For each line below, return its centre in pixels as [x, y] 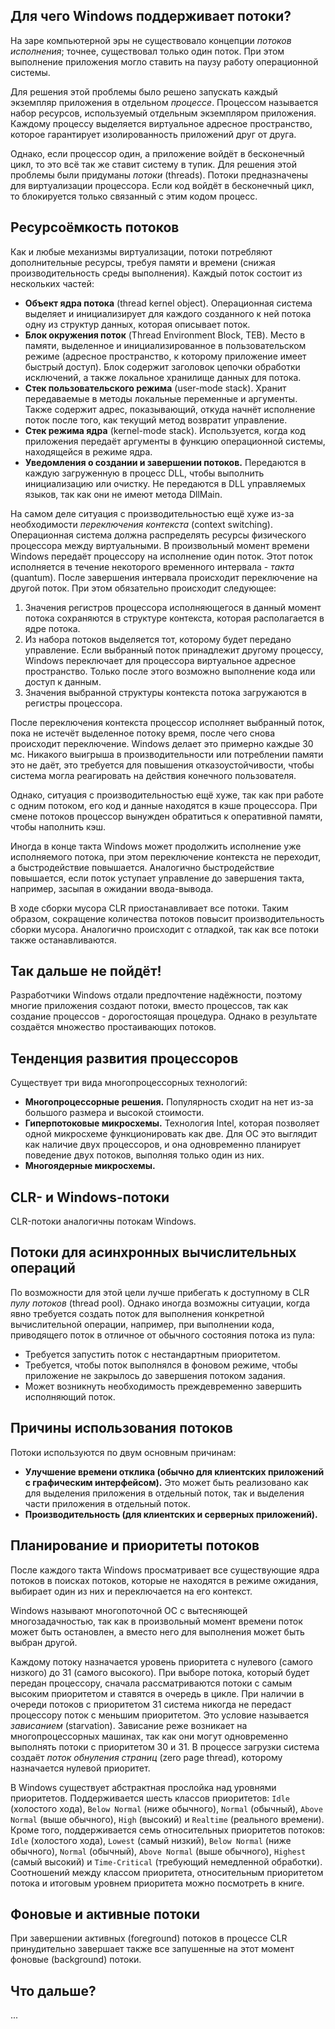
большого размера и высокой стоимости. [114, 1113]
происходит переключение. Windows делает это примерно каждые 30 [162, 743]
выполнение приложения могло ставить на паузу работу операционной [164, 61]
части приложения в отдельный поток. [107, 1503]
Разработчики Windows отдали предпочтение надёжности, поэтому [156, 995]
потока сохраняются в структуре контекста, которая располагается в [174, 618]
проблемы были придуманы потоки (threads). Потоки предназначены [159, 175]
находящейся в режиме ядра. [88, 451]
